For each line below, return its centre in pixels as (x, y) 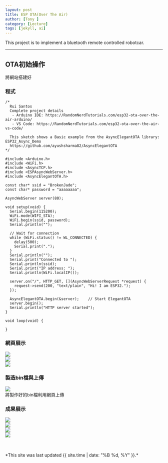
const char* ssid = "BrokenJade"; (41, 185)
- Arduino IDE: (27, 115)
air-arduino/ (19, 120)
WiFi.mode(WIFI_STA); (32, 216)
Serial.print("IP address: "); (42, 268)
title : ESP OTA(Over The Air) (37, 14)
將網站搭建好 (18, 77)
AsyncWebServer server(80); (34, 198)
